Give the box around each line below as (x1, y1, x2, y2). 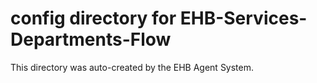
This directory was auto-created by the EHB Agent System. (10, 61, 255, 73)
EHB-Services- (179, 7, 308, 30)
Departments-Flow (10, 28, 172, 51)
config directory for (10, 7, 177, 30)
